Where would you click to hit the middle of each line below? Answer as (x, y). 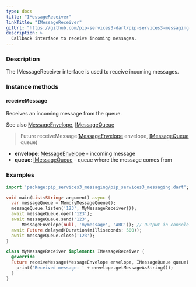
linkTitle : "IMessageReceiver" (44, 22)
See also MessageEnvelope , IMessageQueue (60, 125)
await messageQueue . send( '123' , (51, 219)
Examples (20, 175)
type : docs (19, 11)
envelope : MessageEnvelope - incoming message (75, 154)
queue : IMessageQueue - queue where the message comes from (93, 160)
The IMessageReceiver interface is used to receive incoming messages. (92, 72)
